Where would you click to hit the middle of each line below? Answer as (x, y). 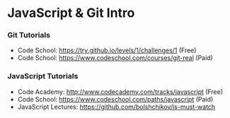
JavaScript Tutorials (43, 76)
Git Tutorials (29, 35)
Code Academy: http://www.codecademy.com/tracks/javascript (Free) (120, 92)
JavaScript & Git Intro (71, 13)
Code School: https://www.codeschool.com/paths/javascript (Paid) (115, 99)
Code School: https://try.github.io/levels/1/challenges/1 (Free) (107, 50)
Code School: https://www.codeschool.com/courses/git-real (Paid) (115, 58)
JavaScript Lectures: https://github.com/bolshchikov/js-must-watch (116, 107)
